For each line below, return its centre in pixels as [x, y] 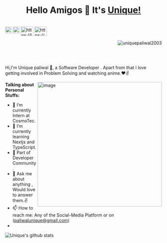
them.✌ [20, 200]
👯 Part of [21, 152]
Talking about [20, 85]
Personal [15, 90]
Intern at [21, 115]
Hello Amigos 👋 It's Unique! [83, 10]
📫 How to [23, 208]
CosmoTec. [24, 121]
